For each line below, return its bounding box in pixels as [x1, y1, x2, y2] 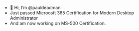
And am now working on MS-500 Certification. [9, 20, 106, 26]
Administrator [9, 15, 38, 21]
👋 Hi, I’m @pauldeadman [9, 5, 61, 10]
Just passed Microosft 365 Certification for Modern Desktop [9, 10, 135, 16]
